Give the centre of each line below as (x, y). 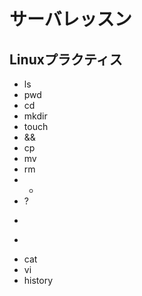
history (38, 280)
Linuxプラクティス (66, 59)
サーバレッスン (70, 19)
